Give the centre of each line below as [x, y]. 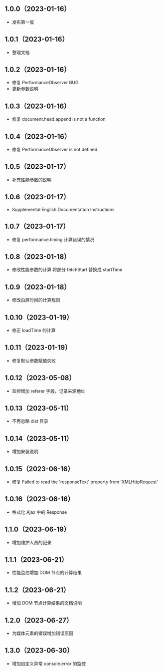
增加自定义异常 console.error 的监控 [49, 663]
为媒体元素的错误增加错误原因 [42, 633]
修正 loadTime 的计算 [34, 330]
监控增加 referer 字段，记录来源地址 [49, 391]
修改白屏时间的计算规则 [36, 300]
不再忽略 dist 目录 [30, 421]
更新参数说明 [25, 89]
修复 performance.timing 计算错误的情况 [53, 239]
